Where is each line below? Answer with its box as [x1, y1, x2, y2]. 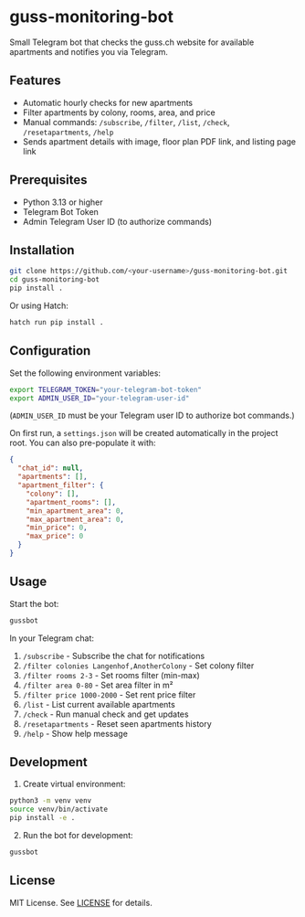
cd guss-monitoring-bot [9, 275, 100, 284]
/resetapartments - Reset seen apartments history [22, 718, 212, 729]
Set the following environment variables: [9, 368, 162, 379]
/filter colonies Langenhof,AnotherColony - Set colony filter [22, 660, 255, 671]
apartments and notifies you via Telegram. [9, 46, 169, 57]
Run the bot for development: [22, 830, 133, 841]
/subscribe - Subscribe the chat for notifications [22, 650, 205, 661]
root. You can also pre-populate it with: [9, 437, 157, 449]
